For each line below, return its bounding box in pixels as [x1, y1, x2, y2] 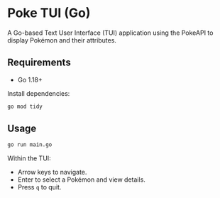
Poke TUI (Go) [7, 5, 91, 21]
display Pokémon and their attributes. [7, 35, 117, 44]
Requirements [7, 57, 71, 69]
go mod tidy [7, 103, 43, 110]
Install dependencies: [7, 89, 70, 97]
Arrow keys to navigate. [17, 168, 87, 177]
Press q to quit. [17, 183, 62, 192]
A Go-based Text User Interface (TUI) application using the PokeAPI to [7, 28, 214, 37]
